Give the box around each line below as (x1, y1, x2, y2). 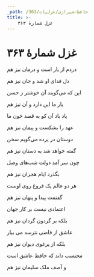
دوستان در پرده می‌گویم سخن (7, 136, 74, 143)
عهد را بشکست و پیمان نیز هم (7, 124, 74, 131)
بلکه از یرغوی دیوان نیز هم (7, 240, 66, 248)
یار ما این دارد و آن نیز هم (7, 100, 64, 108)
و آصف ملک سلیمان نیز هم (7, 264, 67, 271)
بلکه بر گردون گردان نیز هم (7, 217, 68, 224)
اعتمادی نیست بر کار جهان (7, 205, 66, 213)
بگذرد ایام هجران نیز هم (7, 171, 60, 178)
